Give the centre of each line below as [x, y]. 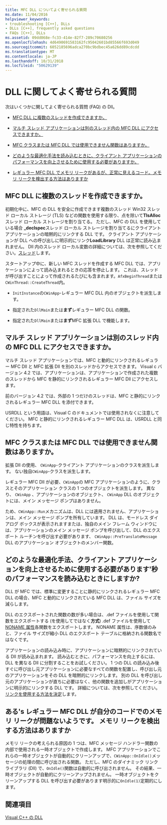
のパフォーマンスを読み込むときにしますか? [73, 578]
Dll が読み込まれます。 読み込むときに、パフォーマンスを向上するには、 [84, 657]
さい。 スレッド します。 [29, 253]
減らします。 [18, 604]
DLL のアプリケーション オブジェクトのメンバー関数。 [61, 542]
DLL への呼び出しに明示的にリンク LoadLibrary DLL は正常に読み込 [88, 240]
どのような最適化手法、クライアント [61, 559]
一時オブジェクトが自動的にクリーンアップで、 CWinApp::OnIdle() [85, 756]
